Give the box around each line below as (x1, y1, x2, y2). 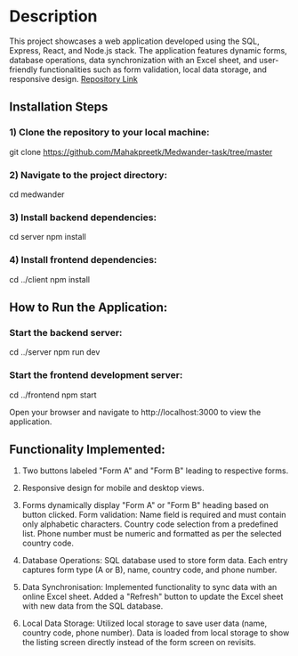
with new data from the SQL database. (21, 601, 164, 611)
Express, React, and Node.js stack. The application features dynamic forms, (9, 45, 287, 55)
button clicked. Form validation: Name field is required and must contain (21, 510, 286, 521)
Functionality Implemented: (9, 441, 166, 456)
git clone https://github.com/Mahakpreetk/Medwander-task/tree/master (9, 146, 273, 157)
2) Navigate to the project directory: (9, 168, 167, 181)
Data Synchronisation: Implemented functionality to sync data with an (21, 582, 278, 593)
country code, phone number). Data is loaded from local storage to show (21, 627, 290, 638)
